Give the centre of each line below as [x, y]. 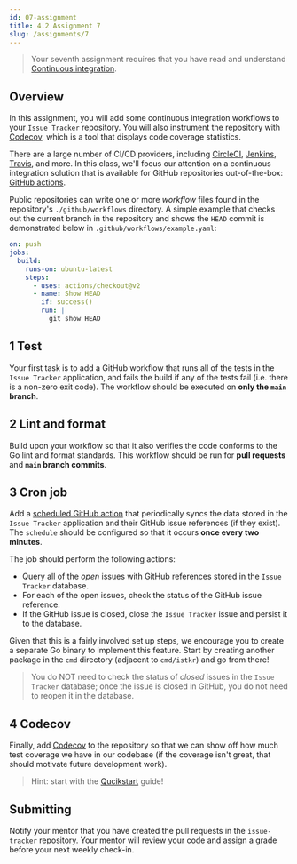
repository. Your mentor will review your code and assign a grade [158, 840]
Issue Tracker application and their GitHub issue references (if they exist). [145, 523]
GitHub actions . [38, 182]
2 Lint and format [58, 424]
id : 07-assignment [43, 17]
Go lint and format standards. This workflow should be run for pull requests [148, 455]
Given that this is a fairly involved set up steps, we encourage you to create [147, 641]
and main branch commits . [58, 464]
